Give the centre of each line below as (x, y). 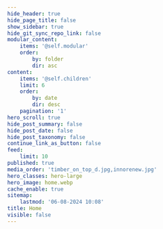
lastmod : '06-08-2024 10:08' (62, 202)
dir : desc (46, 105)
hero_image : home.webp (40, 182)
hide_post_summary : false (45, 124)
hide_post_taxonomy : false (46, 137)
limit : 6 (32, 85)
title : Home (24, 209)
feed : (15, 150)
